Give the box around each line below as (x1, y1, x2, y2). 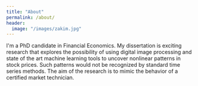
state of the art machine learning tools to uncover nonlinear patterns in (6, 55, 181, 62)
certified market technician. (6, 74, 74, 81)
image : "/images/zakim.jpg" (11, 25, 82, 32)
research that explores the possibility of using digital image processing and (6, 49, 192, 56)
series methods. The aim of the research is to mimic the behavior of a (6, 67, 178, 75)
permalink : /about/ (6, 14, 55, 20)
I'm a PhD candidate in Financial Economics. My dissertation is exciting (6, 42, 182, 49)
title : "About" (6, 8, 44, 15)
